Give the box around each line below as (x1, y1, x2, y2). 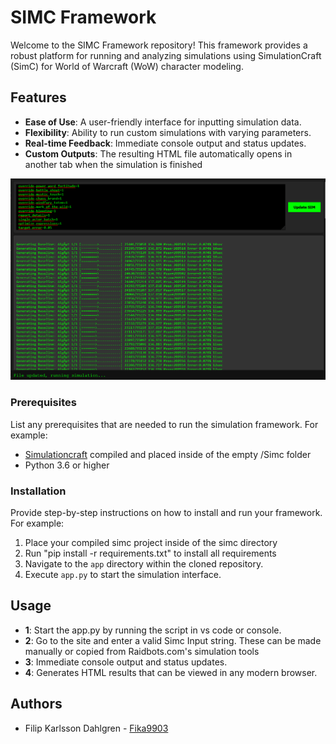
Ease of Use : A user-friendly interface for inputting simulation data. (24, 116, 302, 128)
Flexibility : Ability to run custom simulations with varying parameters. (24, 126, 312, 138)
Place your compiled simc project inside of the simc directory (24, 537, 278, 549)
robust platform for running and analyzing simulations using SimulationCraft (10, 49, 322, 61)
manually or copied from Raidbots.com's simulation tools (24, 645, 260, 657)
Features (10, 89, 67, 106)
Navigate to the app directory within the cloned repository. (24, 558, 264, 570)
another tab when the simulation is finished (24, 158, 203, 170)
